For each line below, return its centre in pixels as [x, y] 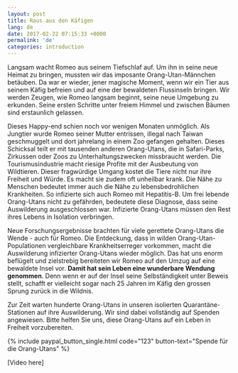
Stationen [21, 312]
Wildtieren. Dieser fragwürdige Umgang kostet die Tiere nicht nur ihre [109, 172]
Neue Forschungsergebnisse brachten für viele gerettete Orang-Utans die [116, 231]
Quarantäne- [202, 305]
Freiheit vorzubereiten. [40, 327]
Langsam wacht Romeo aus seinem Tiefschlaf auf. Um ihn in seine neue [113, 67]
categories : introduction [45, 47]
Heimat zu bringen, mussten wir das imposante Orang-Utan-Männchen [112, 75]
